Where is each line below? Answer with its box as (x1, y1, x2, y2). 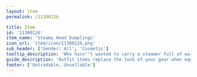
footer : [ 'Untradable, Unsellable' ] (6, 62, 96, 68)
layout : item (6, 8, 38, 14)
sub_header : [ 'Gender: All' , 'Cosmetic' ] (6, 46, 109, 52)
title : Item (6, 24, 35, 30)
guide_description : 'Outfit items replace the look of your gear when (6, 56, 182, 63)
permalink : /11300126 (6, 14, 59, 20)
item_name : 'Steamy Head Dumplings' (6, 35, 96, 41)
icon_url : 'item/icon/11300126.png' (6, 41, 96, 46)
